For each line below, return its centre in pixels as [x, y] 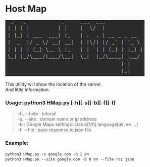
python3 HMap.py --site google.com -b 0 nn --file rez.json [70, 159]
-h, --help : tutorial [37, 114]
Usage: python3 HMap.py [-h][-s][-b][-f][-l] [60, 103]
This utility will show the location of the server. [54, 84]
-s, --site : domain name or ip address [57, 119]
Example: [17, 143]
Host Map [26, 9]
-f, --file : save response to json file [54, 130]
